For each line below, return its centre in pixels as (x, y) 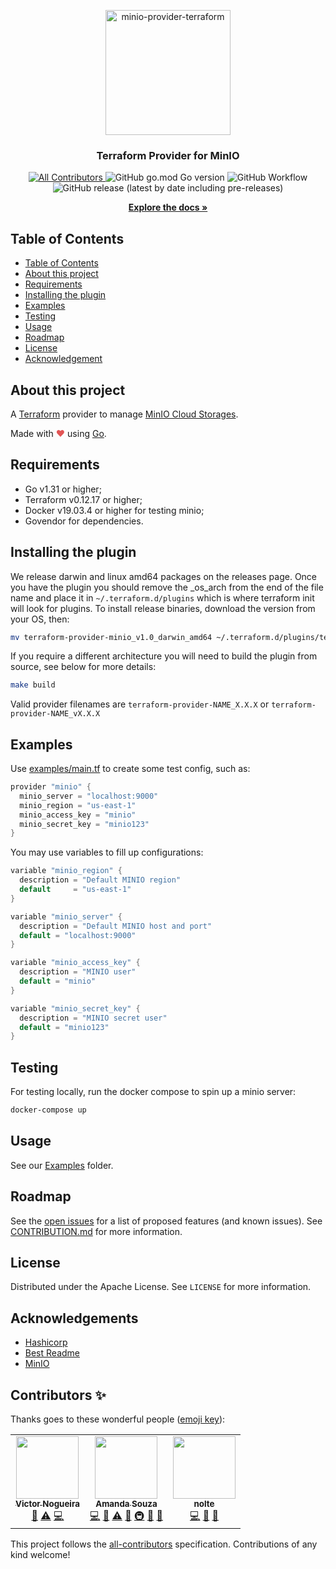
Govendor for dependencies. (84, 521)
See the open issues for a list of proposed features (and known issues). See (166, 1221)
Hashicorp (46, 1342)
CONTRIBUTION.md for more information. (96, 1231)
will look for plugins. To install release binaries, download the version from (163, 608)
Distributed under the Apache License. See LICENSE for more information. (161, 1287)
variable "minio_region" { (66, 871)
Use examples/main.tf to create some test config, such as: (130, 769)
